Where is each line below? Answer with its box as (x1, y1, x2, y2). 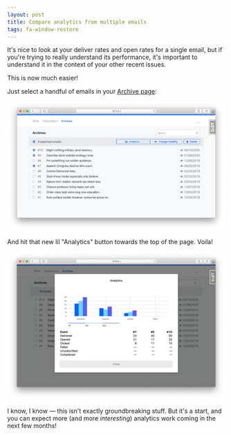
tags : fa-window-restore (7, 26, 79, 33)
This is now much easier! (7, 74, 78, 83)
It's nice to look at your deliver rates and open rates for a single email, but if (7, 46, 223, 54)
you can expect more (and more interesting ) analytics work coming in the (7, 413, 216, 423)
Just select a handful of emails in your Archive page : (7, 87, 157, 96)
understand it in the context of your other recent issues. (7, 60, 166, 69)
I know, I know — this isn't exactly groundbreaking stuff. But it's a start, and (7, 407, 222, 415)
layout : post (7, 11, 45, 18)
